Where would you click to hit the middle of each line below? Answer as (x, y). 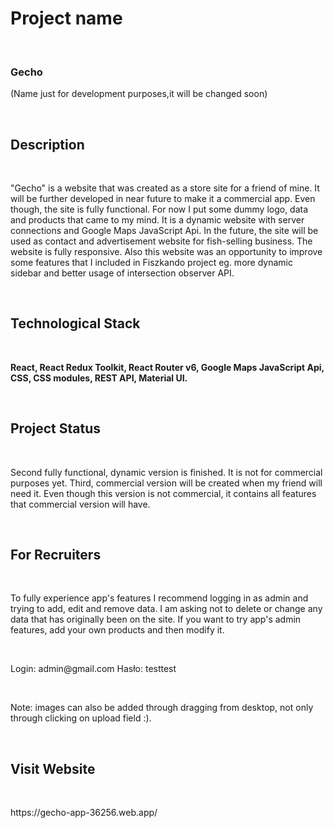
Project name (66, 18)
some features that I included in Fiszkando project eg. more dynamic (151, 263)
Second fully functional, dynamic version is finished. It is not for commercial (166, 472)
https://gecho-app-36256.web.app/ (84, 813)
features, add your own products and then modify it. (117, 630)
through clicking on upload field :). (81, 718)
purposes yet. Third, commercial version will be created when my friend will (166, 483)
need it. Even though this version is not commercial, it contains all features (163, 493)
